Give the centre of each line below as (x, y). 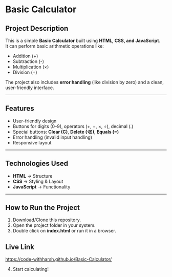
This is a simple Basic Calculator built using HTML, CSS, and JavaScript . (83, 40)
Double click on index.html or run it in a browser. (64, 231)
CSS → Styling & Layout (38, 181)
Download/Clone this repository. (47, 220)
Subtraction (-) (28, 61)
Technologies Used (37, 164)
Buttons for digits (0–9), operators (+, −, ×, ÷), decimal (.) (73, 126)
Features (20, 109)
